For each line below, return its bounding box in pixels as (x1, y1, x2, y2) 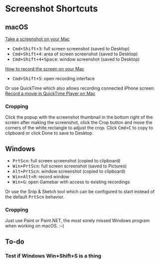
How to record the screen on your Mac (5, 66, 84, 72)
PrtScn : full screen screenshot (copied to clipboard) (12, 158, 121, 164)
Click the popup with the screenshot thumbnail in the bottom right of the (5, 114, 153, 120)
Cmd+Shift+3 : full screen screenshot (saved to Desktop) (12, 46, 130, 51)
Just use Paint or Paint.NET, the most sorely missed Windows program (5, 218, 150, 224)
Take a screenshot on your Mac (5, 36, 70, 42)
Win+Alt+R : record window (12, 174, 70, 180)
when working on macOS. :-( (5, 223, 65, 229)
